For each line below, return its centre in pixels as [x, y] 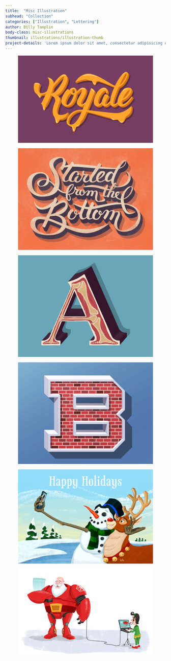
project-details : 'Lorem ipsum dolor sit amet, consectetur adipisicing [84, 43]
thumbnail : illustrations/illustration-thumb [54, 38]
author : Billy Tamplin [29, 27]
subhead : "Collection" [29, 16]
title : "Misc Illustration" [36, 11]
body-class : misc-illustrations [39, 32]
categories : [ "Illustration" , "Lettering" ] [52, 21]
